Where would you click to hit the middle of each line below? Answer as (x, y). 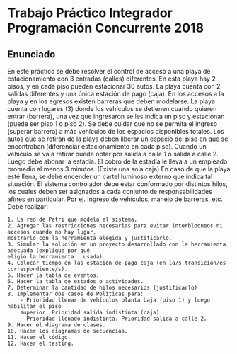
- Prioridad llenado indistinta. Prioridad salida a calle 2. (114, 319)
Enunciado (31, 54)
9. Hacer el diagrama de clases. (57, 325)
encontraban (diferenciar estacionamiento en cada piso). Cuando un (107, 146)
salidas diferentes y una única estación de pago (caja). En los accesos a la (116, 94)
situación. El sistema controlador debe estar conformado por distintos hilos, (118, 184)
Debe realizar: (28, 206)
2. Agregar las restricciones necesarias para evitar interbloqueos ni (115, 226)
